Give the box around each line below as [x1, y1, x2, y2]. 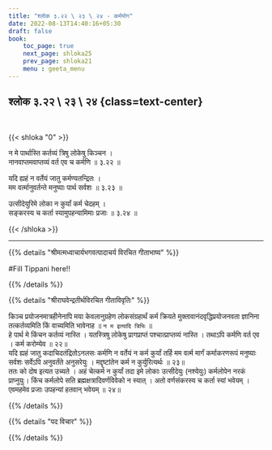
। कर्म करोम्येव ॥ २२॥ [8, 339, 68, 348]
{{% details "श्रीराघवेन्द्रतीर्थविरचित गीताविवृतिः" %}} [8, 295, 150, 305]
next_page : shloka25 [23, 50, 92, 58]
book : [8, 34, 27, 43]
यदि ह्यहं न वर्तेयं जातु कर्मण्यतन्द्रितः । [8, 173, 101, 183]
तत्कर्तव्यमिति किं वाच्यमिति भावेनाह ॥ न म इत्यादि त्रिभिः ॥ [8, 320, 152, 330]
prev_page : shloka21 [23, 58, 92, 66]
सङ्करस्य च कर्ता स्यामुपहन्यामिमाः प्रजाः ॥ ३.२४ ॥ [8, 208, 138, 218]
